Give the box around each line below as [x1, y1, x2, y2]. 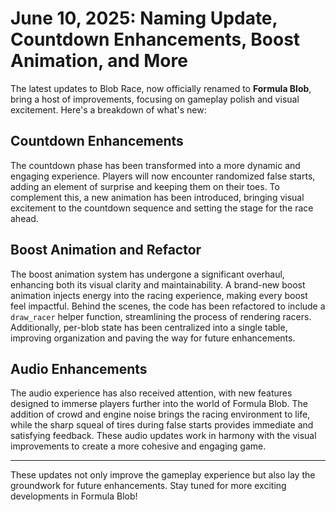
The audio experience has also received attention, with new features [10, 387, 293, 399]
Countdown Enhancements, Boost [10, 28, 301, 51]
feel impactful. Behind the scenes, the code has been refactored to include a [10, 300, 326, 312]
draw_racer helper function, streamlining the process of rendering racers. [10, 310, 312, 322]
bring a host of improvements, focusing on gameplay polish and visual [10, 93, 300, 105]
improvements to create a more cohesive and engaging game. [10, 440, 267, 452]
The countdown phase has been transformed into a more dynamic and [10, 159, 301, 171]
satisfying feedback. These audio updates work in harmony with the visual [10, 430, 317, 442]
